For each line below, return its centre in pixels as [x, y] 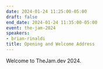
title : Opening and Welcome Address [50, 44]
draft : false [22, 17]
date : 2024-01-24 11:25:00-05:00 [47, 11]
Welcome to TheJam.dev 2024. [44, 61]
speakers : [18, 33]
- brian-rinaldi [26, 39]
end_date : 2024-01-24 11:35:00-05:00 [52, 22]
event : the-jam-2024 [31, 28]
